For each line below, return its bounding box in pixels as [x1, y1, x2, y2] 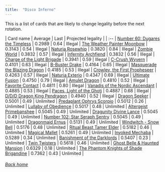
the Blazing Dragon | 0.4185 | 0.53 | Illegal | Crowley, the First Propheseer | [5, 67, 156, 73]
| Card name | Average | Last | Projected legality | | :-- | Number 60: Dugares [5, 35, 160, 41]
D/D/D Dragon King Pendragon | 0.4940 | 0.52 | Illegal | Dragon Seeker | [5, 93, 151, 99]
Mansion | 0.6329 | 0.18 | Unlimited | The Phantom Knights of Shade [5, 145, 142, 151]
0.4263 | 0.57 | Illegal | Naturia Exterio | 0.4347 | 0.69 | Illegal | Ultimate [5, 72, 150, 78]
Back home [5, 162, 28, 168]
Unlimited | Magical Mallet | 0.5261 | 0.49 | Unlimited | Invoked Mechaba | [5, 129, 154, 135]
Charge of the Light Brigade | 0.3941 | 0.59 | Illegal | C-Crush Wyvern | [5, 56, 148, 62]
